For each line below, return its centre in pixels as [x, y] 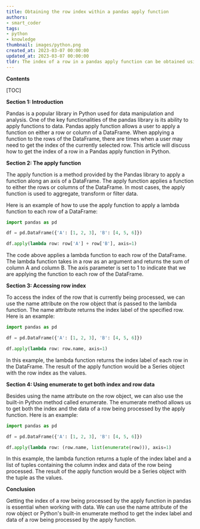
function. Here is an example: [42, 414]
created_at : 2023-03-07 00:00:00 [48, 51]
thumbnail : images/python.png [44, 45]
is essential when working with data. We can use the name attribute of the [97, 507]
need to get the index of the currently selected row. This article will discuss [98, 145]
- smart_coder [24, 23]
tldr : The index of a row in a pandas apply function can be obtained [96, 61]
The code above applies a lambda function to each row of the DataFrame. [96, 255]
